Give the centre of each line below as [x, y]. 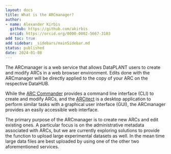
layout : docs [19, 10]
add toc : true [20, 39]
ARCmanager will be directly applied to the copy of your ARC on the [77, 78]
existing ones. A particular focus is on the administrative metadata [75, 125]
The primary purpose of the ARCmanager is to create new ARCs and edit [82, 119]
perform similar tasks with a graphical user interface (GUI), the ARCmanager [86, 104]
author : [14, 19]
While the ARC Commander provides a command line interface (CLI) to [80, 93]
